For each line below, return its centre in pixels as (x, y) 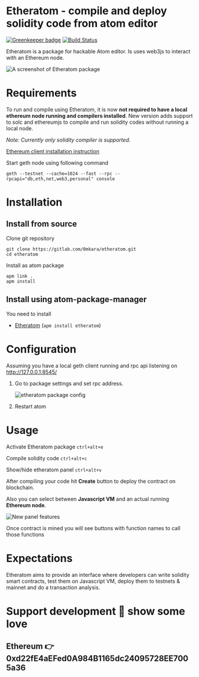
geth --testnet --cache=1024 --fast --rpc (59, 174)
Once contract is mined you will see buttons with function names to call (93, 528)
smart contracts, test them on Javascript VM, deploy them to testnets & (93, 581)
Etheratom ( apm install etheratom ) (58, 325)
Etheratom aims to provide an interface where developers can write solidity (98, 575)
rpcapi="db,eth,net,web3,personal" (50, 179)
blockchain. (20, 487)
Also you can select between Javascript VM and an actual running (88, 499)
